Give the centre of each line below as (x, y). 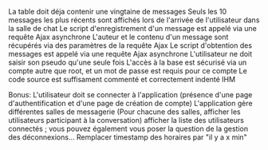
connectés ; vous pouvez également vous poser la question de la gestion (128, 128)
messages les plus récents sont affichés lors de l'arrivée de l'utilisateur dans (134, 20)
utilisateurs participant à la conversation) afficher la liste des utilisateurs (126, 120)
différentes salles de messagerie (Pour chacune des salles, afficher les (124, 112)
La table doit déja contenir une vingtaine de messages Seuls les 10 (118, 12)
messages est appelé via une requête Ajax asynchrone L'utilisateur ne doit (130, 54)
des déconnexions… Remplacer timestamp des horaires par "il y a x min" (128, 137)
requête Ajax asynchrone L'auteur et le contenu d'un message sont (118, 37)
